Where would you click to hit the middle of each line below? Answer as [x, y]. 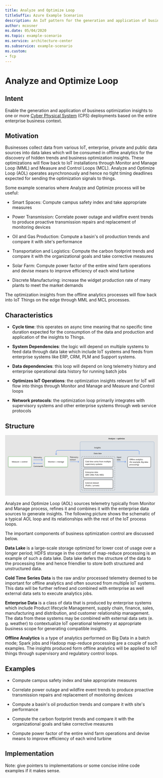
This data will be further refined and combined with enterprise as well [74, 588]
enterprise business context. [33, 121]
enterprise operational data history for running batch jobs [69, 371]
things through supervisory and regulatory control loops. [62, 653]
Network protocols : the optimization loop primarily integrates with [78, 400]
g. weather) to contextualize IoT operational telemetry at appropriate [73, 623]
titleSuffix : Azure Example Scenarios [44, 15]
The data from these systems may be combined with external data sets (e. [79, 619]
